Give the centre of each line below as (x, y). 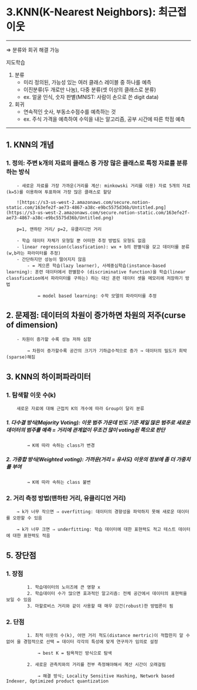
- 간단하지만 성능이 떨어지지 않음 (51, 259)
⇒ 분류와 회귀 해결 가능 (33, 49)
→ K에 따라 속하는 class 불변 (59, 483)
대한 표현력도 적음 (31, 536)
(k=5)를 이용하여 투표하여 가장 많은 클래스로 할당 (59, 192)
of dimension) (32, 325)
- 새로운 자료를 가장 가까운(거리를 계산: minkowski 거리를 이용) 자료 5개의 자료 (103, 186)
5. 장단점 (21, 555)
